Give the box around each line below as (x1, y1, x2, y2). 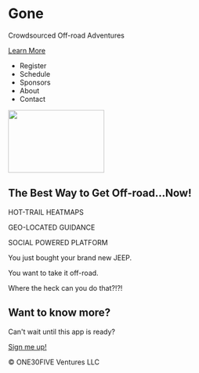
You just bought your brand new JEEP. (8, 252, 132, 263)
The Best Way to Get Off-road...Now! (8, 186, 192, 200)
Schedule (19, 69, 51, 78)
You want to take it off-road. (8, 268, 99, 277)
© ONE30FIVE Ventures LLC (8, 357, 100, 367)
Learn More (8, 45, 46, 55)
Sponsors (19, 78, 51, 87)
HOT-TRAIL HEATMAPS (8, 207, 84, 216)
